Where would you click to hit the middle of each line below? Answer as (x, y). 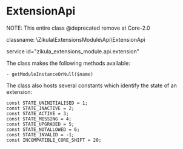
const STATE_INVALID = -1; (40, 134)
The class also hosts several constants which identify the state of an (92, 85)
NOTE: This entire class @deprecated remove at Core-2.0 (78, 28)
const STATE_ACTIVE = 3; (38, 113)
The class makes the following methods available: (68, 63)
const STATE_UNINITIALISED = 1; (47, 103)
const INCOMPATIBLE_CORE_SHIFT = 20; (54, 140)
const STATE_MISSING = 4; (39, 119)
